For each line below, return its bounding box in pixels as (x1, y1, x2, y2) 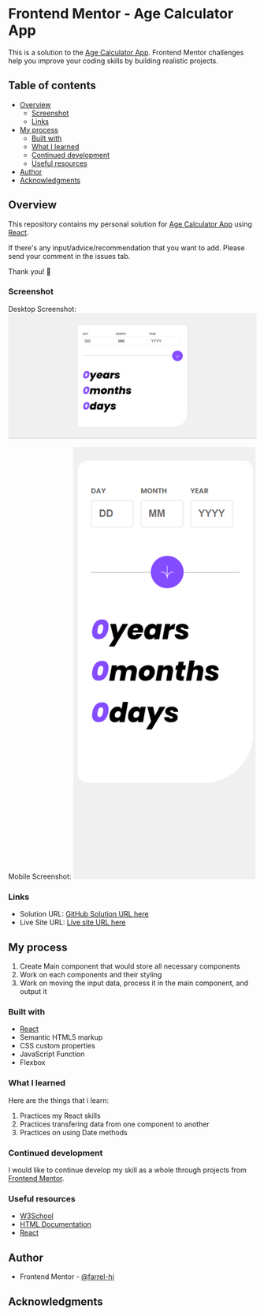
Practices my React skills (19, 1111, 101, 1120)
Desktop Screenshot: (8, 304, 76, 313)
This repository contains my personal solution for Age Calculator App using (8, 219, 252, 229)
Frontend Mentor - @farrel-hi (19, 1272, 114, 1281)
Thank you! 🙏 (8, 266, 51, 276)
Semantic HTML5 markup (19, 1033, 103, 1042)
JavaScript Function (19, 1049, 85, 1059)
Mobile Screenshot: (8, 872, 72, 881)
